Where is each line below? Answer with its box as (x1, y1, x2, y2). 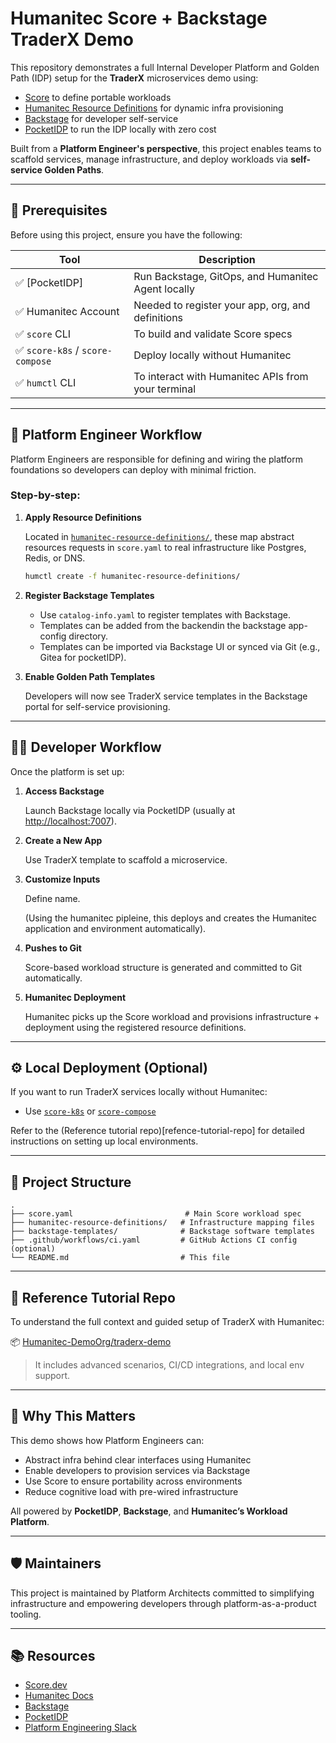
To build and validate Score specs (133, 327, 293, 341)
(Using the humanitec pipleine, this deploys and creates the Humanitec (24, 912, 318, 924)
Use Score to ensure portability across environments (24, 1475, 243, 1487)
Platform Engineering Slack (24, 1722, 137, 1734)
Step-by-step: (10, 488, 81, 502)
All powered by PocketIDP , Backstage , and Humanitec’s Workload (10, 1505, 288, 1517)
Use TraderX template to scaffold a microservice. (24, 853, 228, 866)
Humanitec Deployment (24, 991, 127, 1003)
